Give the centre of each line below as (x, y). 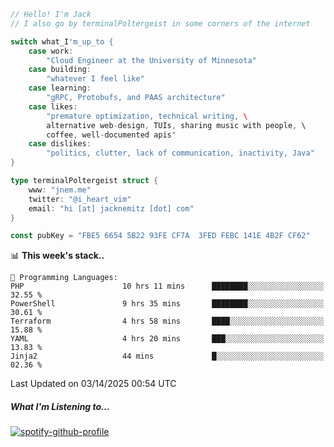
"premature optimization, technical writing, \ (147, 116)
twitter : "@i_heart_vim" (80, 199)
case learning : (60, 88)
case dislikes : (60, 144)
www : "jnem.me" (60, 190)
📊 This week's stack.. (57, 256)
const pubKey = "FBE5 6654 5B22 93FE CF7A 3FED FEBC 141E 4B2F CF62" (160, 236)
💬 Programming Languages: (64, 278)
